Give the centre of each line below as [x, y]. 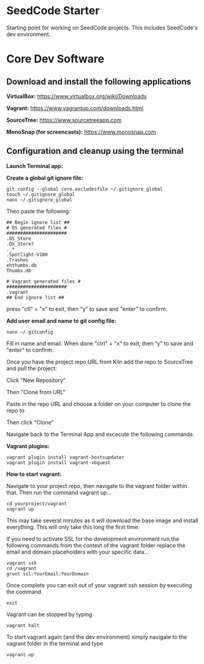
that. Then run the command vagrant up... [59, 492]
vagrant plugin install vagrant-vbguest [59, 463]
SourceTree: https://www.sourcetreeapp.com [64, 120]
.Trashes [17, 260]
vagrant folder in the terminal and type [55, 643]
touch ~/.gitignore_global [41, 194]
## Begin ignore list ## [38, 222]
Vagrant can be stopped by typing [49, 614]
